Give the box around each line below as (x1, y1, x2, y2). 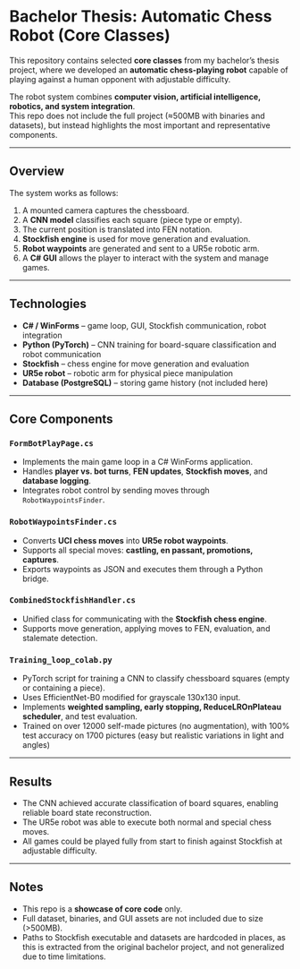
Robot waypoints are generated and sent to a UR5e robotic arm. (21, 243, 260, 253)
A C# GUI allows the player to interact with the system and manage (21, 253, 270, 263)
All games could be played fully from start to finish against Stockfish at (21, 836, 283, 846)
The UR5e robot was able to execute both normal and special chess (21, 817, 272, 828)
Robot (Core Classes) (9, 25, 171, 46)
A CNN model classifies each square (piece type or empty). (21, 214, 243, 225)
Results (9, 774, 53, 789)
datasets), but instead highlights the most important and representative (9, 119, 271, 131)
